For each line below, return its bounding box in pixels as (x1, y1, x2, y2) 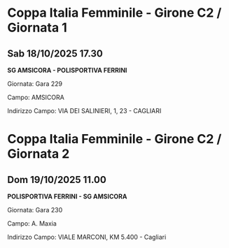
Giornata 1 (7, 20, 68, 36)
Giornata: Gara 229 (7, 80, 63, 88)
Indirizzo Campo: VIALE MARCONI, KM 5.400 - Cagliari (7, 233, 167, 241)
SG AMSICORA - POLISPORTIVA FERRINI (7, 66, 127, 74)
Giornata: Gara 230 (7, 206, 63, 214)
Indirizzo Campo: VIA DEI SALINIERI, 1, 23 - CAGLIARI (7, 107, 162, 115)
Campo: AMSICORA (7, 93, 64, 101)
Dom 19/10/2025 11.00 (7, 173, 106, 186)
